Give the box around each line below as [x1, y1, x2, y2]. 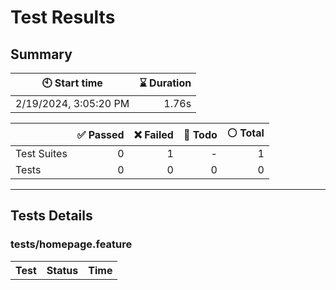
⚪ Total [226, 126, 265, 140]
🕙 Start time [41, 76, 103, 90]
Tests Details [10, 207, 93, 225]
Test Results [10, 6, 116, 29]
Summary [10, 46, 73, 63]
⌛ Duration [139, 76, 192, 90]
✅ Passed [76, 127, 125, 141]
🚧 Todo [183, 127, 218, 141]
